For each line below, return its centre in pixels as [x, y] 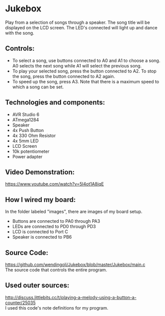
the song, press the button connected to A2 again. [64, 76]
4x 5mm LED [25, 141]
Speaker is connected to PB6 [42, 237]
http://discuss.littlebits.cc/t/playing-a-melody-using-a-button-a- [71, 297]
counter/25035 [21, 303]
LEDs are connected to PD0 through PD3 [54, 227]
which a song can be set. [38, 87]
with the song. [20, 33]
